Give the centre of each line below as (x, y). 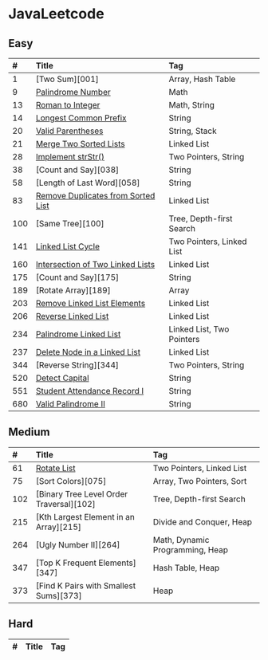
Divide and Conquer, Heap (203, 521)
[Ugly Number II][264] (78, 544)
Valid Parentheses (69, 131)
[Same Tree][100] (70, 224)
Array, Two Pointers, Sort (200, 481)
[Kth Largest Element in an (85, 517)
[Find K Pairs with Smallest (86, 585)
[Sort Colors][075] (71, 481)
